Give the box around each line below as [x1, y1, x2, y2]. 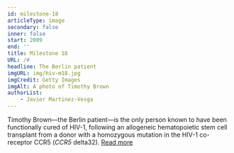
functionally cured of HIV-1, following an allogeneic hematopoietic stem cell [7, 123, 228, 131]
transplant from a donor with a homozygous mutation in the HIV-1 [7, 130, 199, 139]
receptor [7, 138, 33, 146]
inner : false [7, 30, 46, 38]
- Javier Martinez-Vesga [20, 96, 94, 103]
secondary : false [7, 23, 59, 30]
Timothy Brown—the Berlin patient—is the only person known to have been [7, 115, 227, 124]
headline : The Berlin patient [7, 63, 97, 70]
